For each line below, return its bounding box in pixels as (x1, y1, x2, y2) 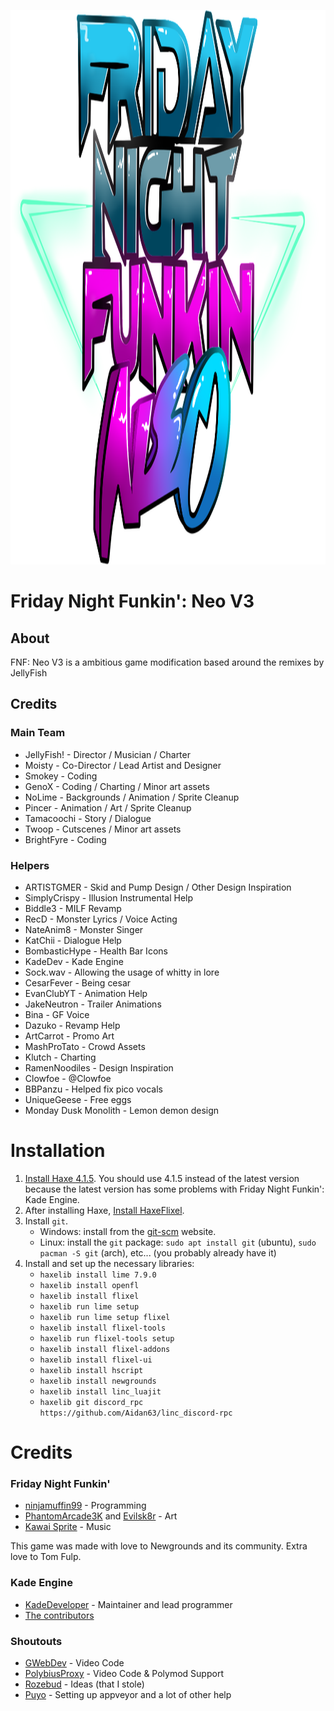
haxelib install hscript (39, 1365, 144, 1375)
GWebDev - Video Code (24, 1657, 125, 1669)
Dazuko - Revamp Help (24, 1019, 121, 1031)
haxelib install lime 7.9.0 (39, 1270, 157, 1280)
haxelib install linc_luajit (39, 1386, 162, 1397)
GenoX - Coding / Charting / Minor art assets (24, 780, 210, 792)
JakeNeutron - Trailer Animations (24, 998, 162, 1010)
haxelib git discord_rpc (39, 1397, 144, 1407)
